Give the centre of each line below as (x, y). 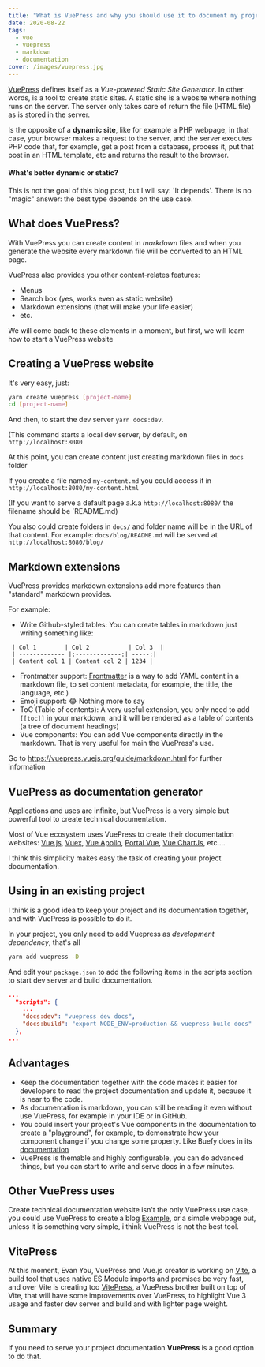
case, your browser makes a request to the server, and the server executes (130, 138)
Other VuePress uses (62, 1191)
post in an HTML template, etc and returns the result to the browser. (118, 155)
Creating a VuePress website (81, 364)
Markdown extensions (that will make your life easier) (106, 307)
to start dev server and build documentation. (80, 980)
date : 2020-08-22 (37, 23)
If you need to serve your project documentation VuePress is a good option (131, 1348)
